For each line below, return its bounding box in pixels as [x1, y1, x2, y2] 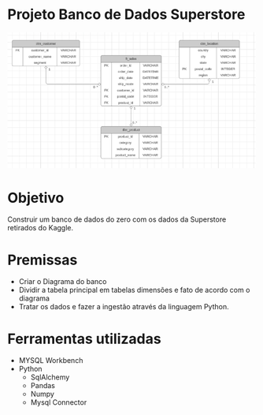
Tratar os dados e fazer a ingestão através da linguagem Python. [18, 302, 229, 312]
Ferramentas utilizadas [7, 330, 162, 348]
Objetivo [7, 189, 65, 207]
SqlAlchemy [30, 372, 70, 382]
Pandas [30, 381, 56, 391]
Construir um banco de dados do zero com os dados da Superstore [7, 215, 227, 224]
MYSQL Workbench [18, 356, 83, 365]
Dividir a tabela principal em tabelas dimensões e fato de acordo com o [18, 286, 250, 295]
